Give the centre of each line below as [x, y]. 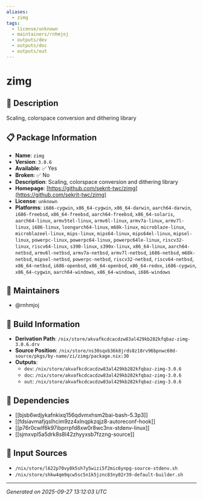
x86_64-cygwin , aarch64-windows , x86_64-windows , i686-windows [93, 271]
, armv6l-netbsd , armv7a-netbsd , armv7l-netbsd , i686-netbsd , [106, 252]
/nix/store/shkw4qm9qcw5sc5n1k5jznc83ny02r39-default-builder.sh [99, 475]
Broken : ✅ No [32, 175]
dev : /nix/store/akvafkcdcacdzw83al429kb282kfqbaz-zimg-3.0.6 [103, 369]
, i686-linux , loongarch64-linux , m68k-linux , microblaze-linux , [107, 227]
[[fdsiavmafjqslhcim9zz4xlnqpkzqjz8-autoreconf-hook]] [85, 421]
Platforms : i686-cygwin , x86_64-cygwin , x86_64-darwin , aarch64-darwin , [103, 207]
